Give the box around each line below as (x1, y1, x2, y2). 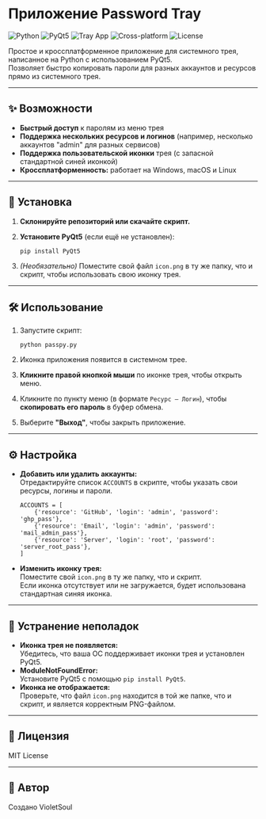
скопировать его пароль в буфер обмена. (19, 402, 164, 412)
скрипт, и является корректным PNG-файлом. (19, 699, 177, 709)
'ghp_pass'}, (19, 516, 63, 524)
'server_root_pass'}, (19, 543, 91, 551)
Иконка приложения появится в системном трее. (19, 355, 188, 364)
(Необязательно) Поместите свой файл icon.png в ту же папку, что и (19, 261, 253, 270)
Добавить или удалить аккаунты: (19, 469, 137, 479)
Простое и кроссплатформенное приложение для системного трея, (8, 46, 239, 55)
